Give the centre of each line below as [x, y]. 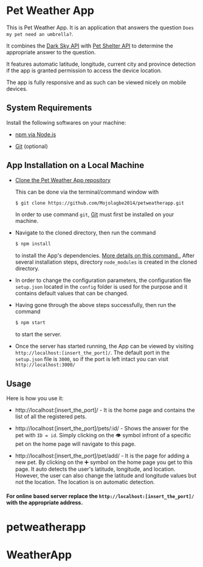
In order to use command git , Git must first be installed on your [95, 214]
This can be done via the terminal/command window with [87, 192]
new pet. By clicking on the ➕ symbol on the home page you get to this [104, 462]
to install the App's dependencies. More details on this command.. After [105, 256]
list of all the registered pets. [51, 417]
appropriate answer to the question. [51, 52]
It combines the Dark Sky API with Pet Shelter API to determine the [90, 46]
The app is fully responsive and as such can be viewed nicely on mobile [96, 82]
